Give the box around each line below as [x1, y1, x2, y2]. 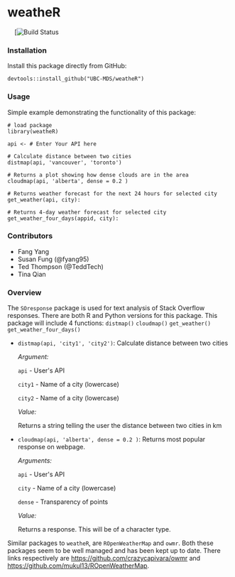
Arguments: [17, 456, 52, 465]
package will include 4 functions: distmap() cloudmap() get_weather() [7, 319, 212, 327]
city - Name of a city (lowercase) [17, 484, 116, 493]
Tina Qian [17, 270, 46, 278]
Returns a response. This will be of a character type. [17, 525, 172, 534]
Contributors [7, 231, 53, 241]
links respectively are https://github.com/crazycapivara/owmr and [7, 554, 201, 563]
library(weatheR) [7, 128, 59, 135]
